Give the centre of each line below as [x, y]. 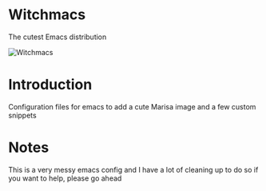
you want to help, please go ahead [65, 178]
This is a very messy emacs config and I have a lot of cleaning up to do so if [133, 169]
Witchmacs [47, 15]
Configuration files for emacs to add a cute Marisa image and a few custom [132, 106]
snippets [23, 115]
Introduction [50, 85]
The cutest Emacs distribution [58, 37]
